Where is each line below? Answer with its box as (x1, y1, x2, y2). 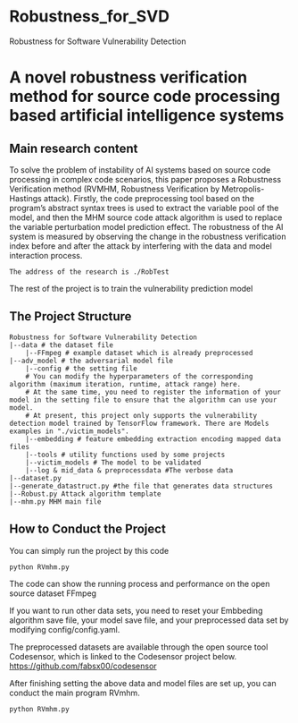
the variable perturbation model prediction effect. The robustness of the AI (9, 221, 284, 232)
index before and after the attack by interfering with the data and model (9, 240, 272, 251)
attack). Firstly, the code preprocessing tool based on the (43, 192, 254, 203)
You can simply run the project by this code (9, 545, 170, 556)
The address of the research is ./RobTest (9, 267, 170, 276)
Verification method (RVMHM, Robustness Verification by (9, 183, 220, 194)
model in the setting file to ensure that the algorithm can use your (9, 396, 277, 404)
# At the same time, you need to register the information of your (25, 387, 281, 396)
